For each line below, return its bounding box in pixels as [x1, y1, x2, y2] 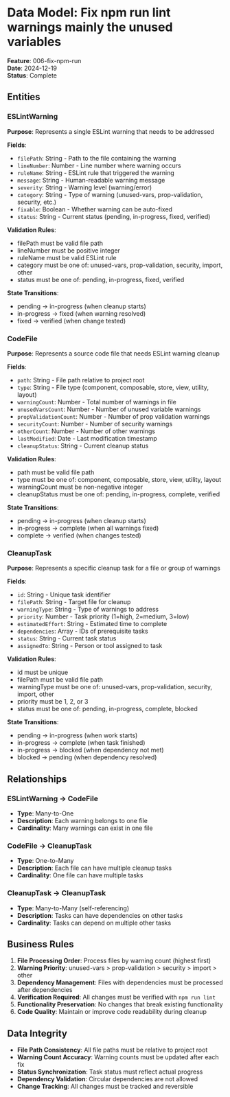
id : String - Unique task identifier [16, 590, 111, 599]
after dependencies [16, 986, 73, 994]
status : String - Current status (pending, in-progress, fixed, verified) [16, 212, 211, 220]
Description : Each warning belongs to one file [16, 816, 148, 824]
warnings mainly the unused [7, 19, 173, 35]
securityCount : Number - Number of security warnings [16, 419, 173, 428]
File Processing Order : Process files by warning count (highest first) [16, 956, 211, 965]
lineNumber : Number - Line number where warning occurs [16, 161, 181, 170]
